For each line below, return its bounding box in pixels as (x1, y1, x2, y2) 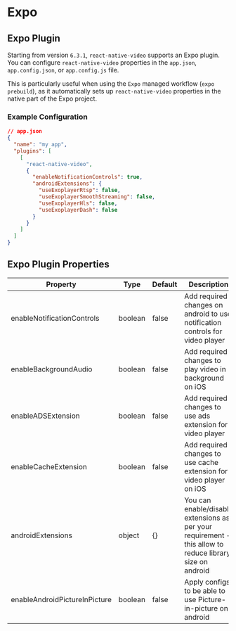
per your (183, 521, 213, 531)
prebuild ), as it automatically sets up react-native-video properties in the (7, 87, 221, 95)
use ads (183, 411, 211, 421)
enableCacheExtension (11, 461, 88, 471)
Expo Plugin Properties (7, 258, 110, 271)
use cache (183, 457, 219, 467)
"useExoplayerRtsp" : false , (38, 187, 121, 194)
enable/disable (183, 504, 233, 514)
